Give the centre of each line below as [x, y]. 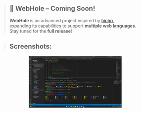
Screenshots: [31, 47]
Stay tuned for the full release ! [41, 31]
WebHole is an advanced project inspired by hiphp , [62, 20]
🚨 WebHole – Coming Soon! [52, 9]
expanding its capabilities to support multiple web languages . [73, 26]
